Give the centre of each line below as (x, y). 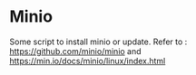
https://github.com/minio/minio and (76, 51)
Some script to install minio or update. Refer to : (98, 42)
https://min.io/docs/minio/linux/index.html (88, 61)
